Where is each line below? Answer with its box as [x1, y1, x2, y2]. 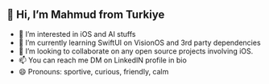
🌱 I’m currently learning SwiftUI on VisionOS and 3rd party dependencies [18, 38, 262, 47]
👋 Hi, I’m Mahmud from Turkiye [6, 8, 165, 22]
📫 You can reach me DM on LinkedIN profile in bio [18, 55, 188, 65]
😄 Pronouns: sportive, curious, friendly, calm [18, 66, 169, 76]
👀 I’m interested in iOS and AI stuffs [18, 29, 136, 38]
